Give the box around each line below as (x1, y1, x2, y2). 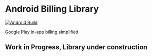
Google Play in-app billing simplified (5, 29, 78, 35)
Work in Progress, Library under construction (5, 43, 148, 52)
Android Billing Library (5, 3, 99, 15)
